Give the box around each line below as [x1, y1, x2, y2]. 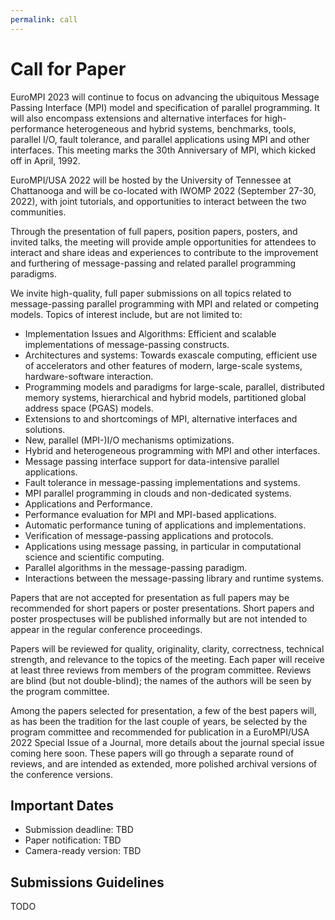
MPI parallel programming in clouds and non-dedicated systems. [24, 487, 292, 499]
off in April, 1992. [10, 154, 81, 166]
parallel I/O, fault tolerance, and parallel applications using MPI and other [10, 133, 310, 145]
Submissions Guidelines [10, 874, 165, 891]
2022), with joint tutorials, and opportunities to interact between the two [10, 195, 307, 207]
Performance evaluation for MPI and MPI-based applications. [24, 508, 277, 520]
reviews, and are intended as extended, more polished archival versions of [10, 757, 318, 770]
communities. [10, 206, 67, 218]
